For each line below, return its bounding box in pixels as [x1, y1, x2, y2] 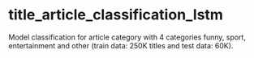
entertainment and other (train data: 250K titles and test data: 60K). [8, 40, 234, 50]
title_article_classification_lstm [8, 6, 223, 24]
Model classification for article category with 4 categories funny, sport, [8, 32, 246, 42]
